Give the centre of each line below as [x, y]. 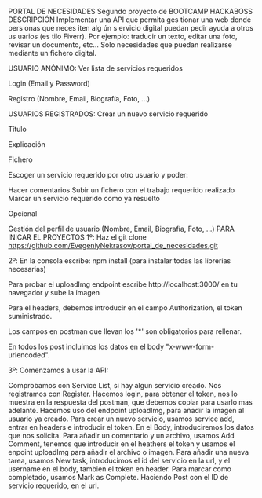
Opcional [23, 214]
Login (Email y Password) [49, 83]
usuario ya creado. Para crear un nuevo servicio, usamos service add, [121, 419]
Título [18, 129]
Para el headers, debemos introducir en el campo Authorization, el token [126, 308]
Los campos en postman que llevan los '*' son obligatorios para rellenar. [125, 331]
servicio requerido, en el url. [54, 485]
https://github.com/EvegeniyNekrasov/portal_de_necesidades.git [113, 245]
